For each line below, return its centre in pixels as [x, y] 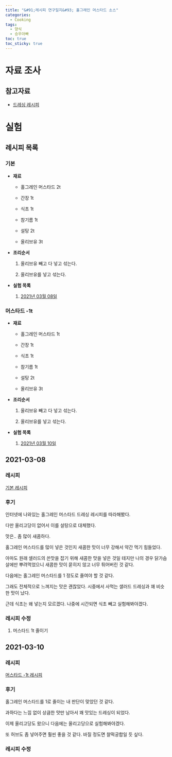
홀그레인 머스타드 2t [40, 187]
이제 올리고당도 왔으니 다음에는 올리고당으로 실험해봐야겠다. [65, 724]
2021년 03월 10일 [38, 443]
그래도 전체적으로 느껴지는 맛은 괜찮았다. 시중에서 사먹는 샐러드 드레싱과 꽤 [80, 586]
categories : [18, 15]
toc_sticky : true [24, 44]
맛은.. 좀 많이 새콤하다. [28, 536]
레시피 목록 [22, 148]
